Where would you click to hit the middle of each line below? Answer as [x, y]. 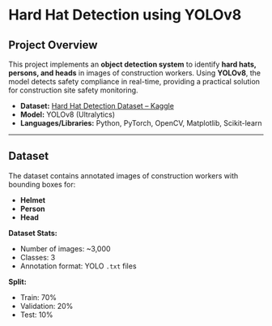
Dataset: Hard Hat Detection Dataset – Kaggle [97, 106]
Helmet [33, 199]
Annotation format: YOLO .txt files [78, 266]
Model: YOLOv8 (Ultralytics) [68, 114]
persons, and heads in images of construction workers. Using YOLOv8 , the [135, 73]
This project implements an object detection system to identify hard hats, [132, 64]
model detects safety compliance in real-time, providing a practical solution [134, 81]
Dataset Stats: [33, 233]
